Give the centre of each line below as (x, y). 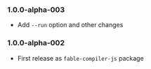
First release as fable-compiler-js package (80, 58)
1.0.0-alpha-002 (36, 43)
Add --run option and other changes (70, 25)
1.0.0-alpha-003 (36, 10)
